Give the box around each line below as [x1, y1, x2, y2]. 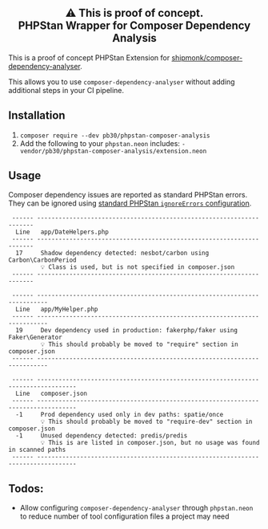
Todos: [8, 482, 44, 495]
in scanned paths [8, 446, 66, 454]
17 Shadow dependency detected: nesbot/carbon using [15, 249, 210, 258]
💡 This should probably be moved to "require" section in [40, 340, 238, 348]
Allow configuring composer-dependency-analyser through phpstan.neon [19, 503, 254, 513]
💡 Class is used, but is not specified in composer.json [40, 263, 235, 271]
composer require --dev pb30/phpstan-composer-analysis [19, 132, 210, 140]
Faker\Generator [8, 333, 62, 342]
